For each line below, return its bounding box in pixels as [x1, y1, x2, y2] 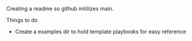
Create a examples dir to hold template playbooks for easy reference [14, 28, 186, 35]
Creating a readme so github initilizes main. [6, 5, 114, 12]
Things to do [6, 17, 38, 23]
